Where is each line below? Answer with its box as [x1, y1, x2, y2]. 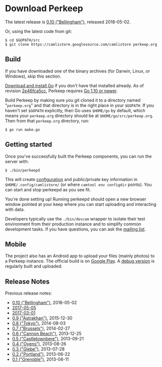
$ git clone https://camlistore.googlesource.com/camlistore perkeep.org [5, 42, 158, 47]
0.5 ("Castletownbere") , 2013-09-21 [12, 336, 84, 342]
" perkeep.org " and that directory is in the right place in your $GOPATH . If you [5, 102, 154, 108]
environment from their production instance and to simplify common [5, 221, 142, 227]
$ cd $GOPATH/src [5, 37, 40, 43]
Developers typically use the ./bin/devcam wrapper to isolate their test [5, 216, 146, 221]
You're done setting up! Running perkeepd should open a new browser [5, 196, 146, 202]
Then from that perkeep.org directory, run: [5, 117, 90, 124]
